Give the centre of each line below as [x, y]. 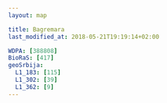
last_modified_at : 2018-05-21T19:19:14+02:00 [83, 37]
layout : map [27, 15]
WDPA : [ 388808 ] [33, 51]
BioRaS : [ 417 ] [31, 58]
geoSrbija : [26, 66]
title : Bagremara [36, 29]
